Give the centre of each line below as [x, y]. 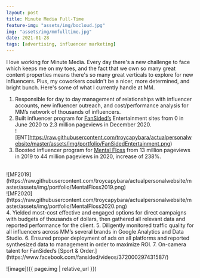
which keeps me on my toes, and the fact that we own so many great [91, 68]
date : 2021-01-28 [28, 38]
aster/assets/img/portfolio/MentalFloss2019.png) [66, 187]
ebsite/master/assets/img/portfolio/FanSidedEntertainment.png [93, 143]
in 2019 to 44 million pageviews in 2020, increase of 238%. [88, 156]
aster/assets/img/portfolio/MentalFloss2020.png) [67, 206]
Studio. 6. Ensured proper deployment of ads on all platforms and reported [98, 238]
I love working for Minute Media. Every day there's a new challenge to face [98, 62]
